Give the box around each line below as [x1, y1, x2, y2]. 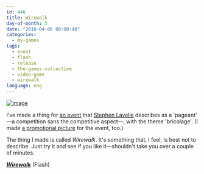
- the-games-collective [12, 65, 72, 72]
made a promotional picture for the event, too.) [6, 125, 124, 131]
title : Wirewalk [6, 15, 47, 21]
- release [12, 60, 37, 66]
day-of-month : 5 [6, 20, 47, 26]
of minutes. [6, 149, 35, 156]
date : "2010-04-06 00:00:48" [6, 26, 80, 32]
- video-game [12, 71, 45, 78]
